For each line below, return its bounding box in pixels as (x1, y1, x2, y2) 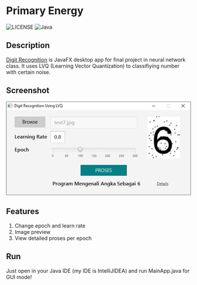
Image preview (14, 228, 51, 235)
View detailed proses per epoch (14, 235, 92, 242)
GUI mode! (6, 273, 32, 280)
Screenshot (6, 86, 50, 96)
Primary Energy (6, 4, 84, 18)
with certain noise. (6, 69, 51, 76)
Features (6, 206, 39, 216)
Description (6, 40, 50, 50)
